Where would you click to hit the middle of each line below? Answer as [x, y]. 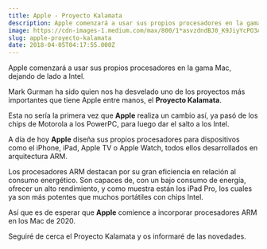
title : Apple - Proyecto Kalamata [66, 16]
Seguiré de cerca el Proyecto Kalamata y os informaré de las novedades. [127, 236]
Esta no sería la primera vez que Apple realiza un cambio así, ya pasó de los [133, 115]
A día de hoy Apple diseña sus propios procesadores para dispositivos [124, 139]
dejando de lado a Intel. [46, 76]
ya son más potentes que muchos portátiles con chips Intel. [106, 197]
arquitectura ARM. [38, 157]
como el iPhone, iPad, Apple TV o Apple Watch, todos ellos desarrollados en [133, 148]
